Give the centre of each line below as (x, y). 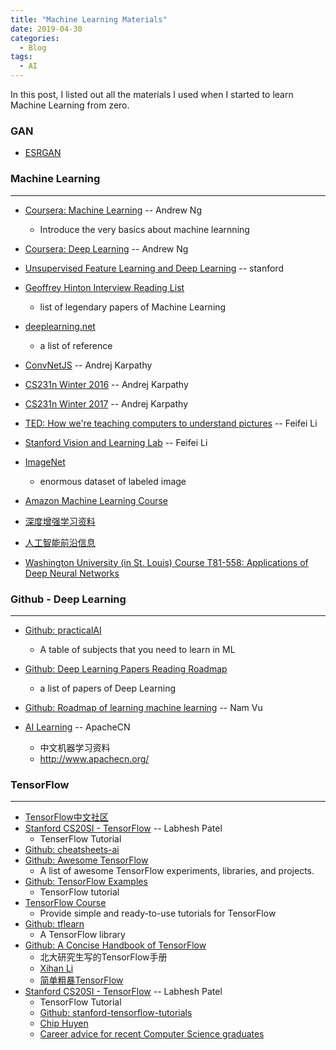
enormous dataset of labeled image (113, 481)
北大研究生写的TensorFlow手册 (103, 957)
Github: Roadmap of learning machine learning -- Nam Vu (143, 707)
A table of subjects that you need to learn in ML (137, 649)
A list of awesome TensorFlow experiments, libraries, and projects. (177, 871)
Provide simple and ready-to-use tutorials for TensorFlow (158, 913)
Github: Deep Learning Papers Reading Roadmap (126, 668)
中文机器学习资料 (75, 747)
